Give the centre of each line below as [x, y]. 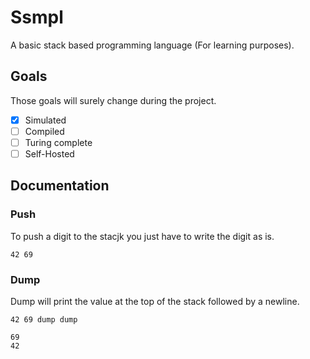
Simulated [45, 120]
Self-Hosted [49, 153]
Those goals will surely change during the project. [113, 100]
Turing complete [58, 142]
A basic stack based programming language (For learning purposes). [152, 45]
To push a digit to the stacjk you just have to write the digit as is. [142, 236]
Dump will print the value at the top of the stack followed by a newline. [155, 301]
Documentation [60, 186]
